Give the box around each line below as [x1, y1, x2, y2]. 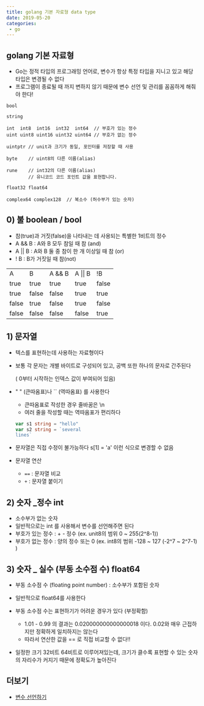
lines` [15, 432, 32, 438]
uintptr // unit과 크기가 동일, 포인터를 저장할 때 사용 [6, 144, 134, 150]
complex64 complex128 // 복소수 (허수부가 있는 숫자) [6, 197, 135, 203]
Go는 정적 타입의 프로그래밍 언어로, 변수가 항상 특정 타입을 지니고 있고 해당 [15, 68, 194, 75]
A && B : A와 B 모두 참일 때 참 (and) [15, 239, 101, 247]
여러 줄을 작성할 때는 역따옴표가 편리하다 [24, 408, 121, 416]
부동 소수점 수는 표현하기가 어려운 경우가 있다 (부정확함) [15, 607, 148, 614]
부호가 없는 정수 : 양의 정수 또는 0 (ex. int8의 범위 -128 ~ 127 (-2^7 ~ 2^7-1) [15, 538, 197, 545]
